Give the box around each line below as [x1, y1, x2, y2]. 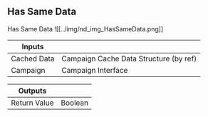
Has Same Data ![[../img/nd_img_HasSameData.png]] [7, 24, 164, 33]
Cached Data [11, 54, 55, 63]
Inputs [21, 41, 44, 51]
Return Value [11, 98, 54, 108]
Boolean [60, 98, 89, 108]
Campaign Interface [61, 65, 128, 75]
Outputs [18, 86, 47, 96]
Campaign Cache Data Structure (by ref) [61, 54, 197, 63]
